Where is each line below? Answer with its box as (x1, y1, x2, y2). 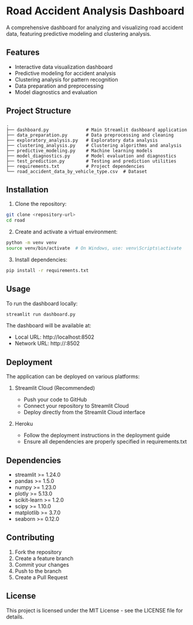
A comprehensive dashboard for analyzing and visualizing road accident (6, 24, 183, 31)
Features (6, 48, 40, 58)
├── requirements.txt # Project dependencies (6, 163, 145, 169)
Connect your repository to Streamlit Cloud (23, 402, 129, 410)
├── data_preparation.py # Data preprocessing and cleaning (6, 132, 174, 138)
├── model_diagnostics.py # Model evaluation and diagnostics (6, 153, 177, 159)
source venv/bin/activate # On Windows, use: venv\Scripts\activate (6, 245, 182, 251)
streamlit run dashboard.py (6, 311, 76, 317)
